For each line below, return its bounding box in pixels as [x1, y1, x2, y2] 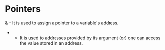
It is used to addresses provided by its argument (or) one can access [19, 35, 161, 41]
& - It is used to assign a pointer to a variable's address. [5, 20, 119, 26]
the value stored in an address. [19, 40, 83, 46]
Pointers [5, 3, 41, 15]
